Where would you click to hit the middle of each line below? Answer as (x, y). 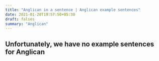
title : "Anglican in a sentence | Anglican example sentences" (73, 10)
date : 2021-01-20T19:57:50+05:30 (40, 14)
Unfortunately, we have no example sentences (80, 44)
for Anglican (25, 52)
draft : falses (20, 19)
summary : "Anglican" (27, 24)
